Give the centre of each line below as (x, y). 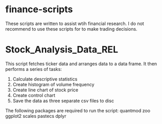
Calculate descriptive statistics (45, 79)
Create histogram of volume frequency (53, 84)
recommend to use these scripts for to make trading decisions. (71, 29)
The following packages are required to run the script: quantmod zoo (78, 110)
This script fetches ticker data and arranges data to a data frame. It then (81, 64)
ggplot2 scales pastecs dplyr (36, 116)
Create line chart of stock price (45, 90)
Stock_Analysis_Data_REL (62, 50)
